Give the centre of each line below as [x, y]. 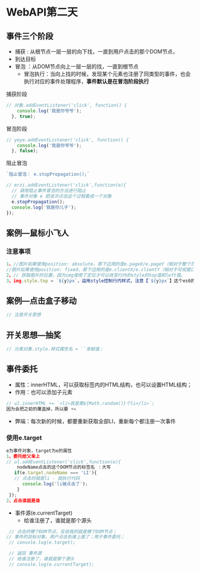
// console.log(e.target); [42, 543]
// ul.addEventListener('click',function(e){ [63, 462]
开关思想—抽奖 [34, 335]
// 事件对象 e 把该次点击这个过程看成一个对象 [62, 196]
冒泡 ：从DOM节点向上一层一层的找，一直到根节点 [76, 66]
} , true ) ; [24, 116]
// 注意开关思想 [24, 315]
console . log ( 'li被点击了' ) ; [55, 484]
